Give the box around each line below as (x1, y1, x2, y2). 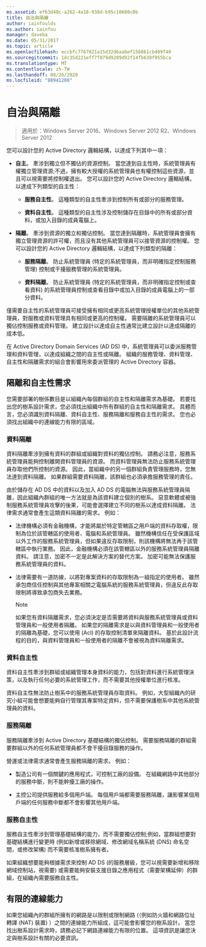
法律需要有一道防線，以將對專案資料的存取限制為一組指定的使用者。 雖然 (15, 574, 200, 581)
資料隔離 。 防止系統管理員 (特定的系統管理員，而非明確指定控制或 (24, 278, 191, 286)
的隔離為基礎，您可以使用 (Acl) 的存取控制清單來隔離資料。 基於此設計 (15, 629, 193, 636)
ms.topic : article (6, 44, 53, 50)
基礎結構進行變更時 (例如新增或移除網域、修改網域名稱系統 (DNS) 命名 (6, 838, 184, 846)
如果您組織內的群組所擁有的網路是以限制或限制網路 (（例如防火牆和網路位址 (6, 911, 196, 918)
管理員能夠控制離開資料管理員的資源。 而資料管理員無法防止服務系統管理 (11, 458, 196, 465)
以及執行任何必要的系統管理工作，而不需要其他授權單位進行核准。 (17, 676, 184, 683)
